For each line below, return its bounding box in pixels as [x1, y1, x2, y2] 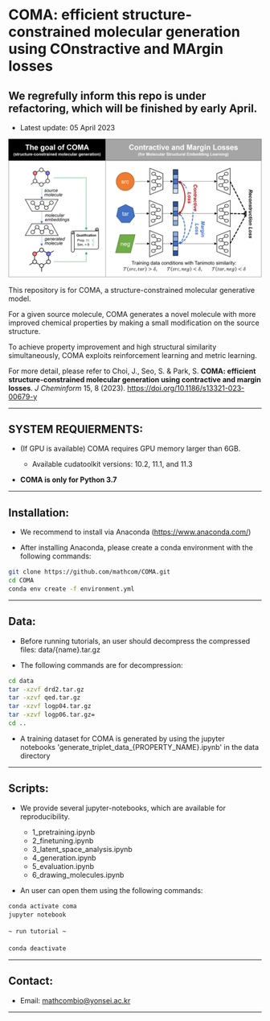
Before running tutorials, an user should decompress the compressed [19, 636, 251, 645]
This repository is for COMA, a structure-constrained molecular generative [8, 285, 256, 294]
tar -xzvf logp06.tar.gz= [8, 710, 95, 719]
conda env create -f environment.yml [8, 585, 135, 593]
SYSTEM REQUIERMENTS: [8, 422, 143, 436]
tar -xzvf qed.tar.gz [8, 694, 81, 702]
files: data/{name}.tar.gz [19, 644, 100, 654]
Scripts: [8, 782, 49, 796]
